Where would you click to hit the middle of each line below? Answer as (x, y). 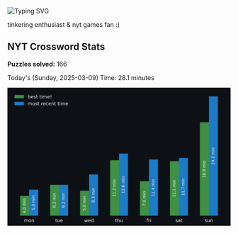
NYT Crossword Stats (56, 47)
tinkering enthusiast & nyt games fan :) (64, 24)
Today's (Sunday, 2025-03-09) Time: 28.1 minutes (81, 77)
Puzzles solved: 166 (37, 64)
